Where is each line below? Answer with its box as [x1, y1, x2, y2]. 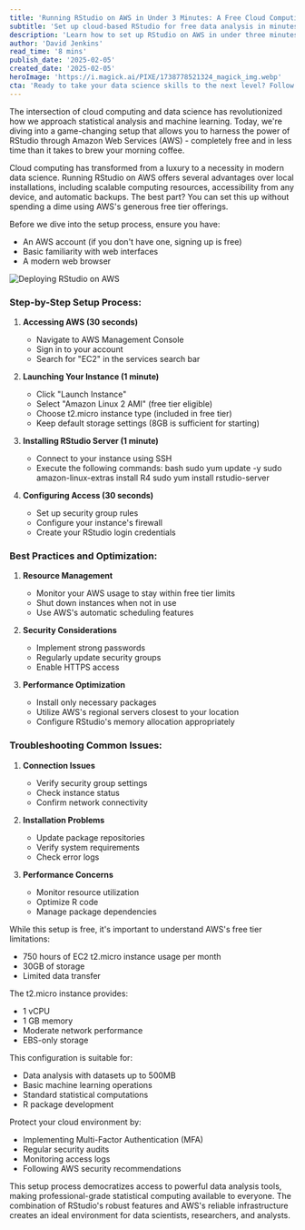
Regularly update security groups [35, 652, 162, 663]
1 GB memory [22, 1015, 74, 1026]
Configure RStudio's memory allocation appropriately [35, 716, 236, 728]
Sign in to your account [35, 343, 123, 355]
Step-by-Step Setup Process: [9, 296, 143, 308]
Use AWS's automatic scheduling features [35, 607, 194, 619]
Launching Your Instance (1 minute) [22, 370, 160, 382]
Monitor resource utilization [35, 886, 140, 897]
